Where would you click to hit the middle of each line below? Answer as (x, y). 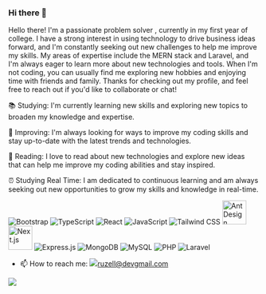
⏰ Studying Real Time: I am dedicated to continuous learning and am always (133, 181)
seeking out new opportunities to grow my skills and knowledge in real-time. (133, 189)
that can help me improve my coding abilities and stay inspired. (112, 165)
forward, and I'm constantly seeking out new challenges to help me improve (133, 47)
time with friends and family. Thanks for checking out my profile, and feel (128, 81)
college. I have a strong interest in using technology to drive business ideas (132, 38)
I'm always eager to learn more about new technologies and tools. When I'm (133, 64)
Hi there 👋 (28, 13)
